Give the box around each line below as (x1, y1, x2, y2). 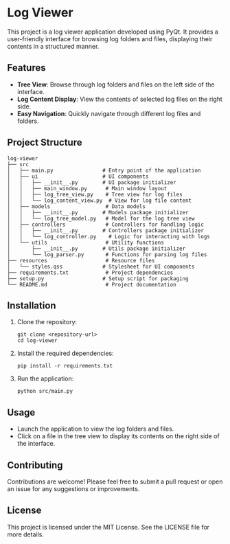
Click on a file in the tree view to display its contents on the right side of (16, 432, 220, 440)
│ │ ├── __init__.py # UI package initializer (7, 179, 176, 186)
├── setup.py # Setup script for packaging (7, 275, 189, 282)
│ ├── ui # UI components (7, 173, 149, 180)
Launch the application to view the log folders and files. (16, 424, 174, 433)
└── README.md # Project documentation (7, 281, 176, 288)
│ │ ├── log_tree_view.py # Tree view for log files (7, 191, 183, 198)
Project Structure (7, 137, 82, 148)
